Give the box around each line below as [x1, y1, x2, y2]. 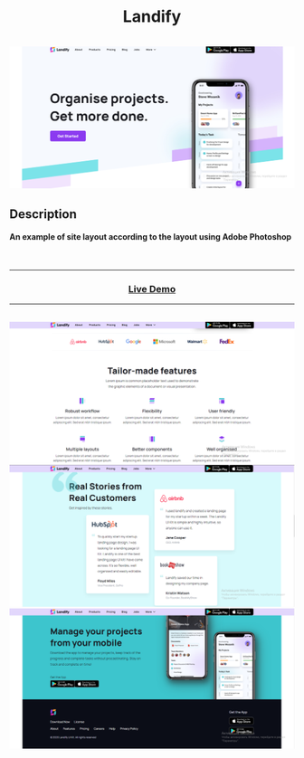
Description [9, 206, 77, 222]
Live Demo [128, 282, 176, 295]
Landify [122, 6, 182, 27]
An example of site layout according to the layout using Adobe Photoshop [9, 232, 292, 242]
